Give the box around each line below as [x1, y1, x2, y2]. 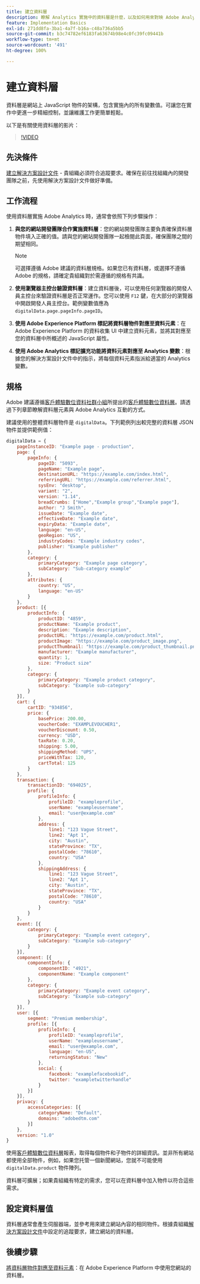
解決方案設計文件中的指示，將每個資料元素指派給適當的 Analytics [30, 355, 190, 362]
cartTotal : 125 [37, 760, 76, 766]
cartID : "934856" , [27, 705, 73, 711]
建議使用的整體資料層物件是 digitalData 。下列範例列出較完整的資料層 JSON [6, 419, 193, 426]
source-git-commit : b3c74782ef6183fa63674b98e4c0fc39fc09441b [6, 31, 164, 37]
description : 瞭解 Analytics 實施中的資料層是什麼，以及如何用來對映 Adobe [6, 14, 180, 20]
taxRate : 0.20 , [37, 738, 76, 744]
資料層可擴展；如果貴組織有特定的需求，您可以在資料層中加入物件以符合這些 [6, 1177, 194, 1184]
